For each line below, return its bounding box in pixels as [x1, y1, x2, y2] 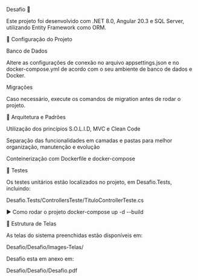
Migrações [6, 83, 33, 91]
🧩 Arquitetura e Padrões [6, 114, 66, 120]
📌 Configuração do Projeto [6, 36, 72, 42]
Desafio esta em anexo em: [6, 255, 74, 262]
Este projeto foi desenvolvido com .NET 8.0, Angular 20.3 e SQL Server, [6, 18, 185, 24]
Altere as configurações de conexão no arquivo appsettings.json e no [6, 59, 179, 66]
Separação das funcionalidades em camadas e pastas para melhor [6, 137, 173, 144]
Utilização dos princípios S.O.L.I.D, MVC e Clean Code [6, 125, 141, 132]
